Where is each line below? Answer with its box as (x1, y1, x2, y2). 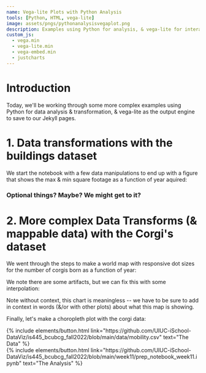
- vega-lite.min (12, 44, 53, 50)
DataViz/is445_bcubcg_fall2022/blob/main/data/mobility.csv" (6, 334, 162, 341)
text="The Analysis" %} (23, 360, 83, 367)
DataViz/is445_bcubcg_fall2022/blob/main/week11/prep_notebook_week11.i (6, 353, 197, 361)
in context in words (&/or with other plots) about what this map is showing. (6, 303, 194, 310)
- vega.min (12, 37, 40, 44)
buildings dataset (6, 148, 97, 163)
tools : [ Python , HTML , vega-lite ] (6, 15, 95, 21)
